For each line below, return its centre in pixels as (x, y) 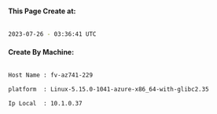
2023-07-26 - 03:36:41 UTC (52, 34)
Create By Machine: (41, 52)
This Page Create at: (42, 11)
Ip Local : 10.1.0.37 (45, 104)
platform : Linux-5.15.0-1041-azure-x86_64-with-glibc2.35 (109, 90)
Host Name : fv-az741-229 (50, 75)
